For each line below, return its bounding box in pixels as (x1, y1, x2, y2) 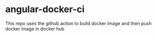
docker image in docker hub (5, 25, 65, 31)
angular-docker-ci (5, 4, 85, 15)
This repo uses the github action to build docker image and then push (5, 20, 152, 26)
